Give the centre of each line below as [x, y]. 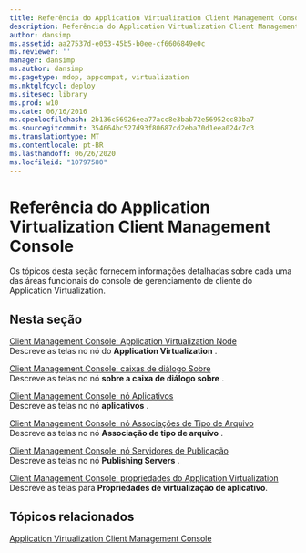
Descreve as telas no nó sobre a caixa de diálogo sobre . [117, 379]
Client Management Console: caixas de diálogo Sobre [110, 369]
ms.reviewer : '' [40, 52]
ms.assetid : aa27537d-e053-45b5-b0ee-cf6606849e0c [107, 43]
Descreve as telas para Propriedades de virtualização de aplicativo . [139, 488]
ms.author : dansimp [46, 69]
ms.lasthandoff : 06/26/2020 [63, 153]
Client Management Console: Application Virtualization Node [123, 341]
